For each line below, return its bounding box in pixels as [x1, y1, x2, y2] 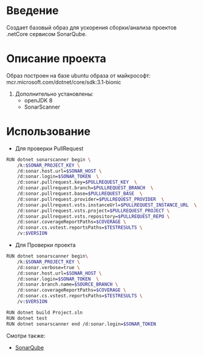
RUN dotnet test [6, 315, 47, 321]
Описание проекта [6, 52, 106, 66]
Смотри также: [6, 332, 46, 339]
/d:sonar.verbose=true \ [17, 264, 80, 270]
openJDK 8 [24, 96, 53, 104]
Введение [6, 4, 59, 18]
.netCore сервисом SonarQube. [6, 30, 87, 37]
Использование [6, 124, 91, 139]
